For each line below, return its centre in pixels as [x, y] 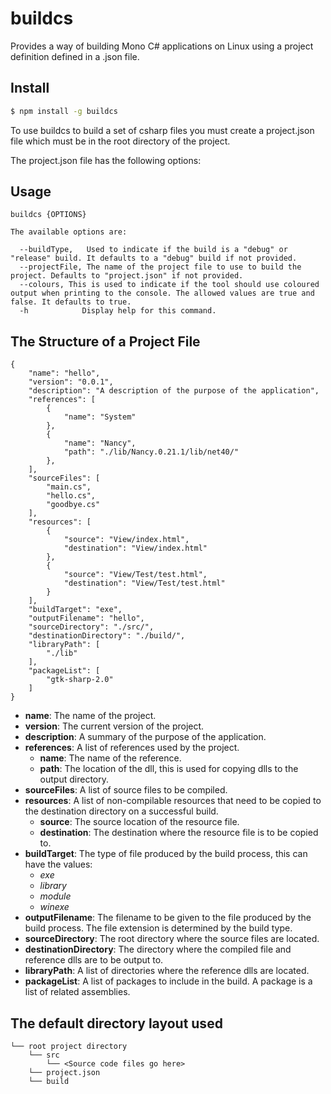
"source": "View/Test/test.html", [135, 575]
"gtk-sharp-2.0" [80, 680]
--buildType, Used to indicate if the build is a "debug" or [153, 250]
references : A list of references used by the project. [132, 748]
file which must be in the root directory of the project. [120, 141]
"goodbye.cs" [73, 505]
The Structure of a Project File [105, 341]
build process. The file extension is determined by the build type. [158, 928]
